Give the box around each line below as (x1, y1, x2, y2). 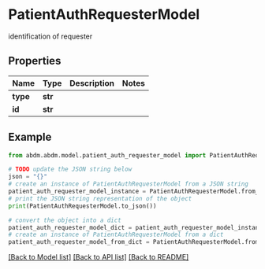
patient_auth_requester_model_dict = (8, 223, 132, 231)
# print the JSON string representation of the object (8, 194, 192, 202)
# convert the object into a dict (8, 216, 122, 224)
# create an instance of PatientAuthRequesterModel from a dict (8, 230, 224, 239)
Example (8, 131, 52, 144)
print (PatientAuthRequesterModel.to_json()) (8, 202, 157, 210)
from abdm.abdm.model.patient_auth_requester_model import (8, 151, 207, 159)
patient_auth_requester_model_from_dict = (8, 238, 150, 246)
